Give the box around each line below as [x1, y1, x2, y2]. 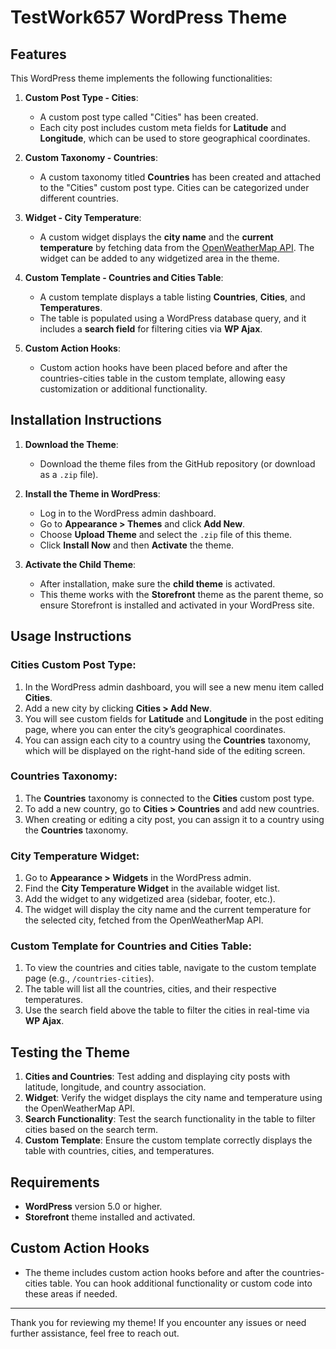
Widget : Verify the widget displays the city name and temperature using [24, 1092, 323, 1104]
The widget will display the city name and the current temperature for [24, 904, 312, 916]
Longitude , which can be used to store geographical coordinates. [39, 132, 311, 144]
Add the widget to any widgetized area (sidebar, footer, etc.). [24, 893, 276, 905]
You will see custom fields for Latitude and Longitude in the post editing [24, 712, 324, 725]
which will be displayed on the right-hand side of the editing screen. [24, 744, 306, 756]
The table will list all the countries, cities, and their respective [24, 983, 277, 995]
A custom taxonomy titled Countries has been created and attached [39, 171, 321, 183]
